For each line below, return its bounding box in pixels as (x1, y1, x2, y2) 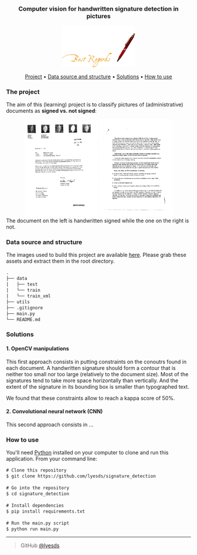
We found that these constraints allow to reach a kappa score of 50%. (6, 394, 175, 402)
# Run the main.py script (6, 520, 69, 526)
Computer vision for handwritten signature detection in (18, 5, 179, 13)
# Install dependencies (6, 503, 64, 509)
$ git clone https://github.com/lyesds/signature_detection (6, 473, 157, 479)
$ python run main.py (6, 526, 59, 532)
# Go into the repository (6, 485, 69, 491)
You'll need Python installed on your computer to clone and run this (6, 449, 169, 456)
